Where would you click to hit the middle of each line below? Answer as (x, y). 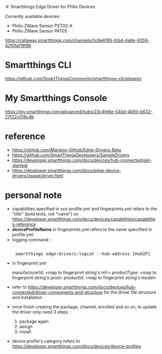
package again (34, 321)
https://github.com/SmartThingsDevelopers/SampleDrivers (71, 155)
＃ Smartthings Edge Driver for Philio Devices (50, 7)
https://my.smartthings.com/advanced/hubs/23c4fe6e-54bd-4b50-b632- (79, 111)
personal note (33, 195)
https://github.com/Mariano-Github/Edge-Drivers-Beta (66, 150)
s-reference (24, 224)
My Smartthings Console (56, 98)
